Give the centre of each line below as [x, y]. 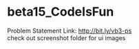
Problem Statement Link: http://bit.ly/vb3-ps [69, 31]
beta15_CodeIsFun [61, 12]
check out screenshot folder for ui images [66, 37]
